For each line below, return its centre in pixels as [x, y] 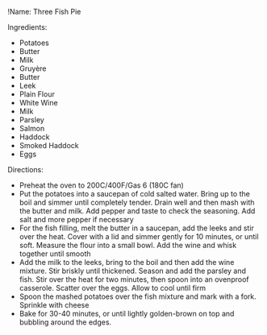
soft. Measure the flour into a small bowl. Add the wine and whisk [128, 245]
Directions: [25, 170]
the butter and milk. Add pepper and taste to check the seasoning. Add [137, 211]
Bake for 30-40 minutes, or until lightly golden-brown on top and [127, 314]
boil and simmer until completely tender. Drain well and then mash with [137, 202]
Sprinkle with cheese [54, 305]
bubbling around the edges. [65, 322]
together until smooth [55, 254]
